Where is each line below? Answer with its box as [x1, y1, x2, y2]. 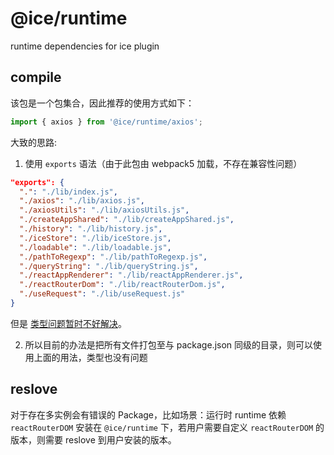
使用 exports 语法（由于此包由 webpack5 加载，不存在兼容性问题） [24, 157, 303, 169]
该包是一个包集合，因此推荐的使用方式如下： [10, 97, 195, 109]
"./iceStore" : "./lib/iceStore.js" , [19, 233, 172, 243]
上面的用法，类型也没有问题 [33, 351, 148, 363]
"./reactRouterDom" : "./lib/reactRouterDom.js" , [19, 280, 226, 290]
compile [10, 69, 62, 86]
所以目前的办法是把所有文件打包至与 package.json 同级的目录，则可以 [24, 338, 314, 351]
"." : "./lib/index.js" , [19, 187, 118, 197]
